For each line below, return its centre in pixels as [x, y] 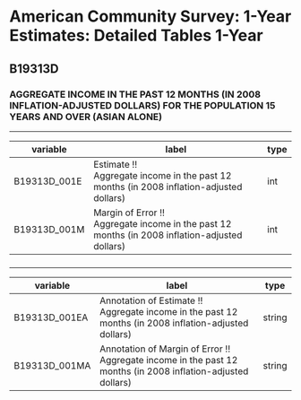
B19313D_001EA [51, 317]
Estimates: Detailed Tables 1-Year [136, 35]
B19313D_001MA [52, 365]
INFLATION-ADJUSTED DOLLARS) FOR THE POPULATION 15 [142, 105]
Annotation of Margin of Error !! [165, 349]
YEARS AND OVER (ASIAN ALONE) [86, 117]
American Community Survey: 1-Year [150, 17]
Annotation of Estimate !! [151, 300]
